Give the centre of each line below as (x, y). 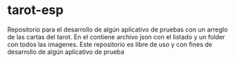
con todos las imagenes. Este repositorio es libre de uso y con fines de (110, 44)
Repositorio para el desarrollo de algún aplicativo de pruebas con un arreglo (118, 29)
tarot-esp (36, 10)
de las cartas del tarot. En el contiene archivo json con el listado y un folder (116, 36)
